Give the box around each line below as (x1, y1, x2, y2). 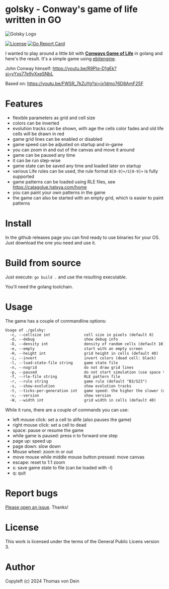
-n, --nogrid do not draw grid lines (10, 365, 134, 370)
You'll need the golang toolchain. (5, 283, 73, 289)
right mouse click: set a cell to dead (12, 422, 87, 428)
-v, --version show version (10, 393, 112, 398)
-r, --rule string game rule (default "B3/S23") (10, 379, 147, 384)
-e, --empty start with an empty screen (10, 346, 143, 351)
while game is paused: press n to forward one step (12, 432, 118, 438)
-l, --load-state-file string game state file (10, 360, 118, 365)
